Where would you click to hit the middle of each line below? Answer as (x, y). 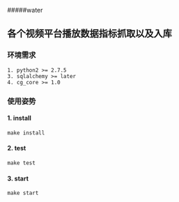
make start (23, 193)
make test (22, 163)
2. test (17, 148)
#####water (25, 10)
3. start (18, 178)
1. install (19, 118)
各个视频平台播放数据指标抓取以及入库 (89, 34)
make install (26, 133)
